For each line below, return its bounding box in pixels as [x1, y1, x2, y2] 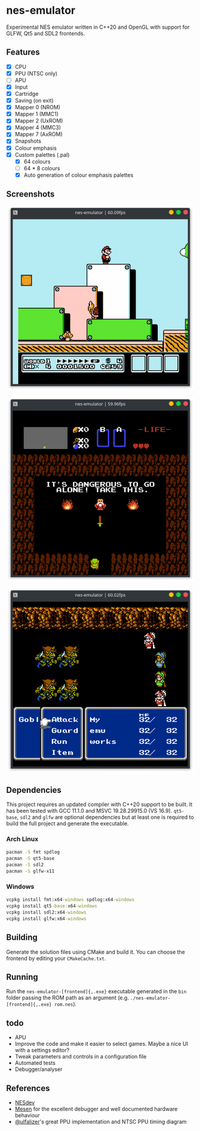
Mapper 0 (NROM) [14, 104, 61, 111]
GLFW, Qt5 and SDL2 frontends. [6, 29, 85, 37]
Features [6, 47, 40, 58]
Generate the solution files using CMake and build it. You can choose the [6, 948, 185, 955]
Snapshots [14, 137, 42, 144]
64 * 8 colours [23, 164, 60, 171]
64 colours [23, 158, 51, 165]
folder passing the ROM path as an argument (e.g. [6, 994, 130, 1002]
